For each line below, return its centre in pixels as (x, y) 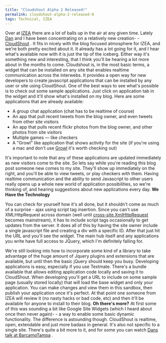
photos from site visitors (37, 133)
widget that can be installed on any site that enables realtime (67, 70)
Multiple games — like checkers (45, 137)
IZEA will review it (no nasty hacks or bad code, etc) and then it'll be (75, 298)
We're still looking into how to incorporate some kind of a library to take (78, 251)
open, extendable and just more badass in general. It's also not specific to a (83, 325)
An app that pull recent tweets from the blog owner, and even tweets (82, 117)
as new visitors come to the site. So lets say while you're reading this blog (81, 163)
